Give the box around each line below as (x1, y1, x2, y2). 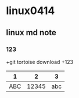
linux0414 (6, 4, 55, 18)
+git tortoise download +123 (6, 58, 74, 65)
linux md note (6, 28, 57, 38)
